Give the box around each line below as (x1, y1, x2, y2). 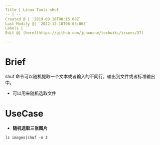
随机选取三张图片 (12, 125, 48, 131)
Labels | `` (5, 26, 30, 31)
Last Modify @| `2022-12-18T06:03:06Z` (5, 21, 88, 26)
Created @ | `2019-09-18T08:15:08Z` (5, 16, 81, 21)
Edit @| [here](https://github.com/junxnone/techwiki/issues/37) (5, 30, 144, 35)
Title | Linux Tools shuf (5, 7, 59, 12)
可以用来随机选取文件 (12, 90, 56, 96)
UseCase (5, 108, 44, 120)
